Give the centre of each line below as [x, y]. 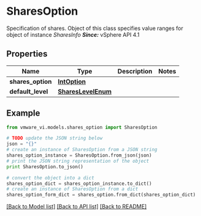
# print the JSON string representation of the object [78, 161]
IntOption [72, 81]
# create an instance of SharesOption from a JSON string [82, 150]
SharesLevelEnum [85, 91]
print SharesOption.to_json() [45, 166]
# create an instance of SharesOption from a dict [72, 189]
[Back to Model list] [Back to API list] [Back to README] [77, 207]
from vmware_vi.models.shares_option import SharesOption [82, 127]
